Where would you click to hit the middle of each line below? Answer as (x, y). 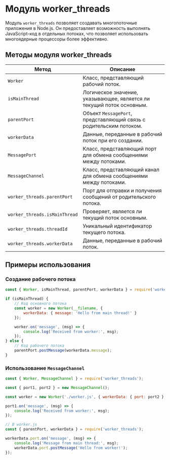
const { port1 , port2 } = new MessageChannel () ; (57, 388)
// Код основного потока (40, 304)
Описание (122, 69)
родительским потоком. (113, 126)
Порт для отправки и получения (122, 190)
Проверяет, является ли (113, 211)
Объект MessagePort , (108, 113)
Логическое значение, (110, 92)
